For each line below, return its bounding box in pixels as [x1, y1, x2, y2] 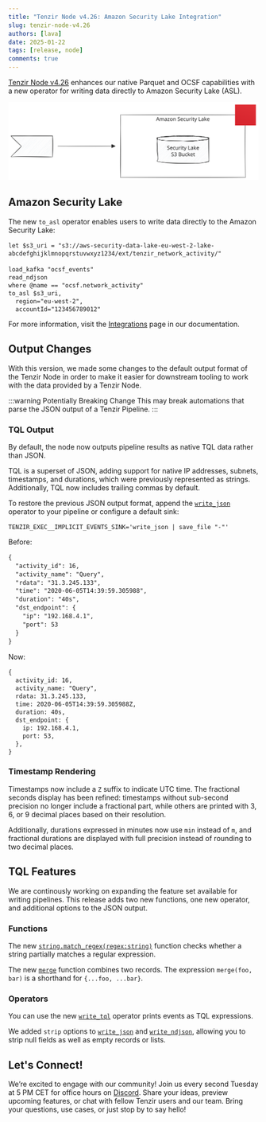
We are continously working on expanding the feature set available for [8, 886, 238, 895]
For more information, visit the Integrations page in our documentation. [8, 319, 240, 329]
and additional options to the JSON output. [8, 903, 148, 913]
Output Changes [8, 342, 92, 356]
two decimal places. [8, 842, 74, 851]
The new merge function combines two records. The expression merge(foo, [8, 964, 253, 974]
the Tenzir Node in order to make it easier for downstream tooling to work [8, 372, 249, 381]
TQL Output [8, 424, 54, 435]
